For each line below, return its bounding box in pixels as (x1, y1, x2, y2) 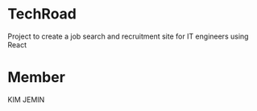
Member (7, 68, 66, 87)
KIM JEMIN (7, 94, 45, 105)
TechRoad (7, 5, 77, 23)
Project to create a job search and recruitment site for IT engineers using (7, 31, 249, 41)
